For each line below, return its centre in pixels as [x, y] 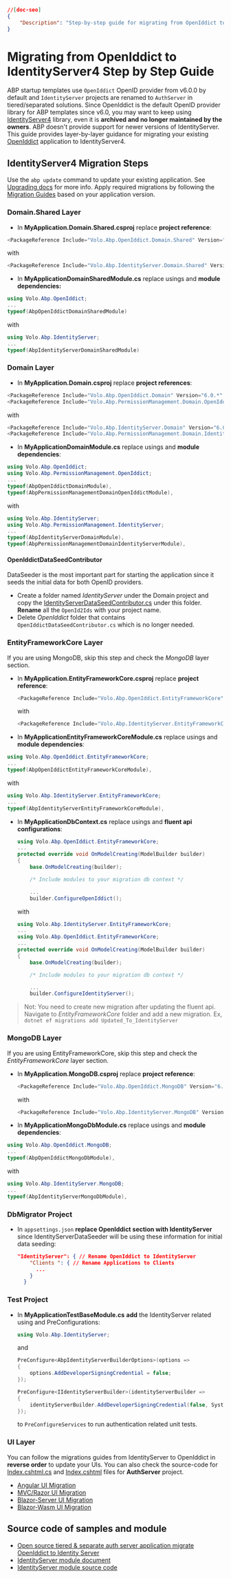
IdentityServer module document [64, 1560]
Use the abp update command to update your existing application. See [106, 180]
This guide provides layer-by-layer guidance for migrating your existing [108, 134]
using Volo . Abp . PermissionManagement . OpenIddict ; [80, 474]
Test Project [28, 1300]
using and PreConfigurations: [58, 1322]
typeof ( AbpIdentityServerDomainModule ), [66, 538]
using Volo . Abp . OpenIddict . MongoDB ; [59, 1145]
